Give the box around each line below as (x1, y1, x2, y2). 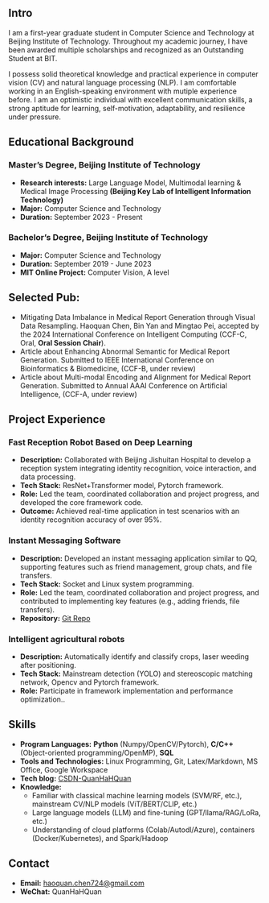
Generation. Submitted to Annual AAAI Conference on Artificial (19, 380, 227, 390)
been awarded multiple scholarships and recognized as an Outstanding (8, 44, 244, 55)
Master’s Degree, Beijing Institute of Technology (8, 159, 201, 171)
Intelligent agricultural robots (8, 633, 125, 644)
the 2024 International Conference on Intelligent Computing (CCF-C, (19, 329, 247, 339)
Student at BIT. (8, 53, 58, 63)
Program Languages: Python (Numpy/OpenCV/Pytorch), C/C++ (19, 739, 234, 748)
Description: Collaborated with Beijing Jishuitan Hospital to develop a (19, 455, 251, 465)
